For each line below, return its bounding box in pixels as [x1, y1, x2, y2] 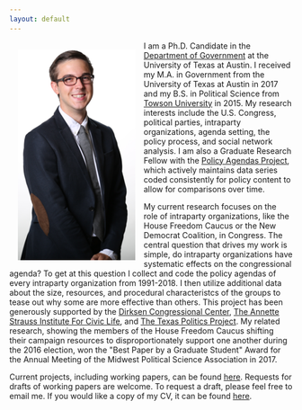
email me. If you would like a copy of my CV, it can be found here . [9, 390, 253, 401]
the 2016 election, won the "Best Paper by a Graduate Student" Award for [9, 344, 281, 355]
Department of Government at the [143, 49, 270, 60]
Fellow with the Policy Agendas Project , [143, 155, 290, 165]
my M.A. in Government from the [143, 68, 265, 80]
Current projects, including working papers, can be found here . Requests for [9, 371, 292, 382]
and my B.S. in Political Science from [143, 88, 280, 99]
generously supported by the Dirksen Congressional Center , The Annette [9, 306, 280, 316]
